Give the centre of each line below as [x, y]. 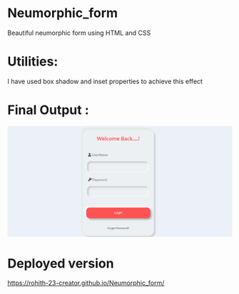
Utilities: [33, 62]
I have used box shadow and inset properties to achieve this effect [105, 81]
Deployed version [61, 263]
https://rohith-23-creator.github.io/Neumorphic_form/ [86, 283]
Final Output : [48, 110]
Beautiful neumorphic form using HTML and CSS [79, 33]
